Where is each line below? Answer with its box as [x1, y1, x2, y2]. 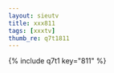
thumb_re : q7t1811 [8, 34, 70, 43]
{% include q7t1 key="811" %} [8, 56, 107, 66]
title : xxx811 [8, 19, 56, 27]
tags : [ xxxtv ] [8, 26, 56, 34]
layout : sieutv [8, 11, 59, 20]
